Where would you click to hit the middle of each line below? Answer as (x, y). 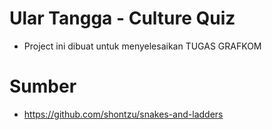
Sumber (43, 86)
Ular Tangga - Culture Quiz (122, 18)
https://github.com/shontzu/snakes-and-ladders (123, 114)
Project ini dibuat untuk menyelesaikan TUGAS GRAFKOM (142, 46)
